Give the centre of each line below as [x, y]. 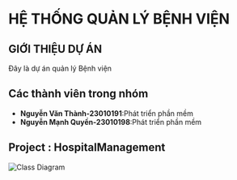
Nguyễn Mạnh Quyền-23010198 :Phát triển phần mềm [111, 122]
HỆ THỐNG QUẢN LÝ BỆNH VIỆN [119, 19]
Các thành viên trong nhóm [78, 94]
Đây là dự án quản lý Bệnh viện [60, 68]
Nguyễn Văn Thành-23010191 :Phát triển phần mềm [107, 113]
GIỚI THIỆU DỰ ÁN [55, 49]
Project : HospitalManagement [87, 148]
